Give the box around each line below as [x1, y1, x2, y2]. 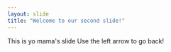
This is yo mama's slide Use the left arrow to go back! [7, 36, 165, 45]
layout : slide [7, 10, 50, 18]
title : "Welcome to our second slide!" [7, 17, 126, 24]
